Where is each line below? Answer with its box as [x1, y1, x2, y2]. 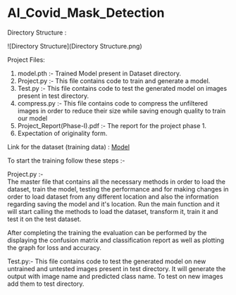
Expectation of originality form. [17, 129, 108, 137]
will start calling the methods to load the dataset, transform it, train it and [7, 207, 218, 215]
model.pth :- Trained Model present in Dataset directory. [17, 69, 182, 77]
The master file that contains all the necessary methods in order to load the [7, 177, 225, 186]
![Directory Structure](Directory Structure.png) [7, 42, 142, 50]
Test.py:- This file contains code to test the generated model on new [7, 257, 206, 265]
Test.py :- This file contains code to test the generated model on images [17, 84, 228, 92]
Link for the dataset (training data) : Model [7, 142, 130, 151]
